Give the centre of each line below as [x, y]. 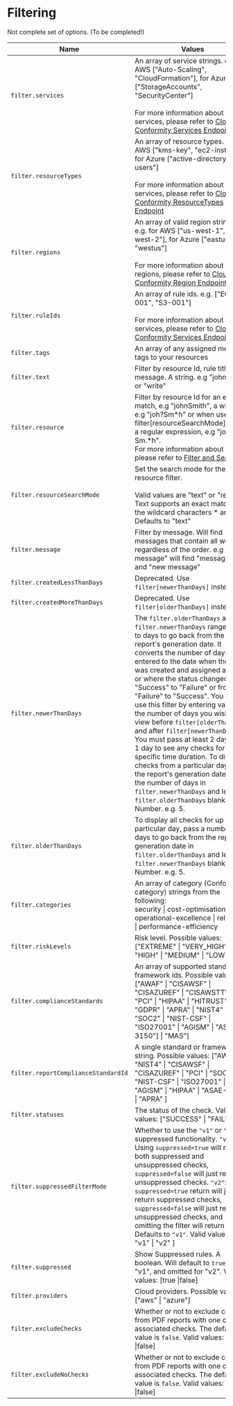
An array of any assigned [175, 348]
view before [154, 722]
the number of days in [171, 783]
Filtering [32, 13]
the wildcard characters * [176, 512]
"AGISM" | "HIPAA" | [167, 1090]
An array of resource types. [179, 141]
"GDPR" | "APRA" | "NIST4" [179, 1009]
